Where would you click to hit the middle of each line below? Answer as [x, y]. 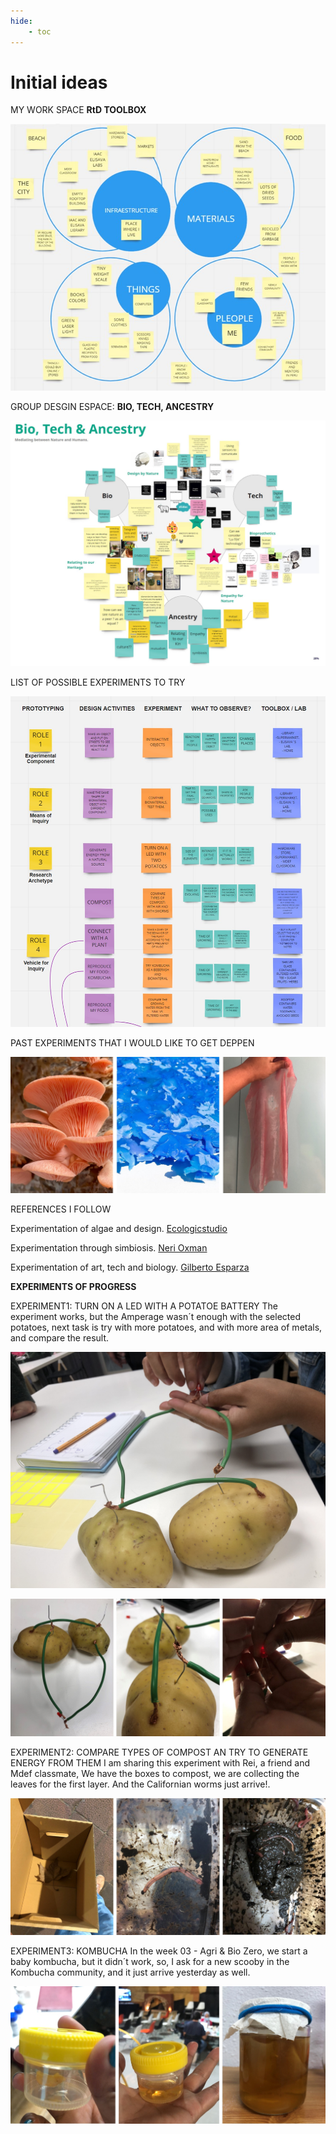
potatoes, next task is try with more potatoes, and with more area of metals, [166, 1327]
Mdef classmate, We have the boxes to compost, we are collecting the [155, 1773]
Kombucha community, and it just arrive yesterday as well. [130, 1972]
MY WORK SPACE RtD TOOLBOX [78, 110]
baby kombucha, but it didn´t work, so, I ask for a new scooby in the [150, 1962]
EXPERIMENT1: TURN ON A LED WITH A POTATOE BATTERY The [144, 1306]
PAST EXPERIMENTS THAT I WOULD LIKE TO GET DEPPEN [132, 1043]
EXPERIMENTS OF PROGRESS [73, 1287]
